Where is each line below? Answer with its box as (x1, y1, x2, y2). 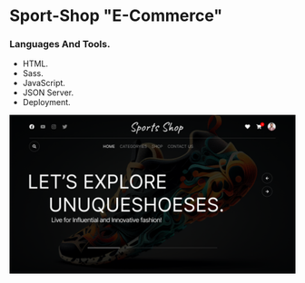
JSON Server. (22, 87, 74, 98)
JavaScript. (22, 78, 66, 89)
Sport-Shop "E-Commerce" (9, 5, 223, 26)
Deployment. (22, 97, 71, 108)
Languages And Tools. (9, 38, 111, 51)
